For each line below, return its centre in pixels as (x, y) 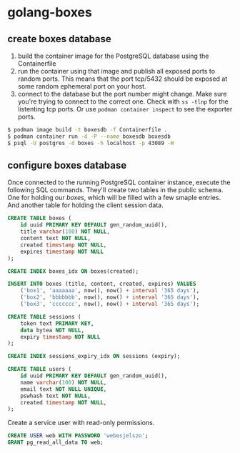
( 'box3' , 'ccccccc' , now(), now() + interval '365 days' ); (110, 304)
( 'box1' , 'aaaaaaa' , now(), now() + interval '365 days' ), (110, 291)
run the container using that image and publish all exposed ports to (116, 71)
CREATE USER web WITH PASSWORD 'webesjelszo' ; (78, 436)
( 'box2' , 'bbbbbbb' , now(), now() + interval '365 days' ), (110, 297)
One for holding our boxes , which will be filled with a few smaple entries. (114, 198)
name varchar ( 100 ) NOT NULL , (64, 382)
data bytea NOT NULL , (52, 330)
